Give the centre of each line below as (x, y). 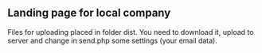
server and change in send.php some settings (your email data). (113, 40)
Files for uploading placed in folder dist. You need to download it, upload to (131, 32)
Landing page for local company (89, 13)
